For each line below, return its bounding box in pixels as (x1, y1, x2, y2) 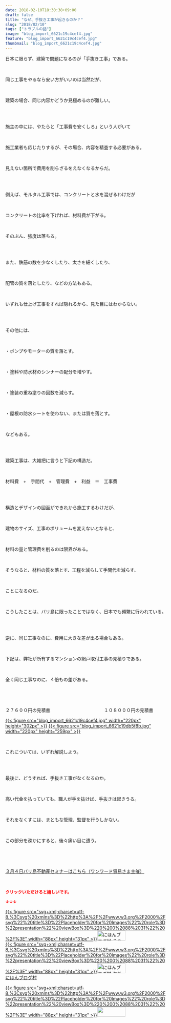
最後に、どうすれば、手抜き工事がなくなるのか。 (5, 775, 109, 781)
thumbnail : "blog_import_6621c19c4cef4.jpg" (5, 41, 102, 46)
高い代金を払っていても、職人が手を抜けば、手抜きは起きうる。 (5, 796, 139, 802)
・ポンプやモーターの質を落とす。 (5, 348, 77, 354)
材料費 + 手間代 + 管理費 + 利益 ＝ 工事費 (5, 478, 118, 484)
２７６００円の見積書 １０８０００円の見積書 (5, 707, 154, 713)
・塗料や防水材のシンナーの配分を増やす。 (5, 368, 95, 374)
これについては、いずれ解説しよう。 (5, 748, 81, 755)
